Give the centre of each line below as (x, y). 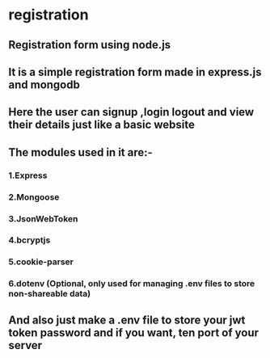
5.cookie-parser (41, 262)
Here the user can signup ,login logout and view (131, 112)
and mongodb (44, 84)
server (25, 345)
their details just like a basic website (102, 125)
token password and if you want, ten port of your (134, 333)
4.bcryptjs (30, 240)
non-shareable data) (50, 294)
